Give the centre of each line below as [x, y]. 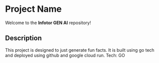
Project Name [33, 9]
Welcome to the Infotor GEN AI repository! [48, 23]
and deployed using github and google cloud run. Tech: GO [65, 55]
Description [23, 38]
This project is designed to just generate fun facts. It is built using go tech [80, 50]
